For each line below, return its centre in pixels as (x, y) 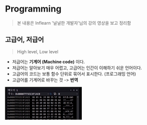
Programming (33, 9)
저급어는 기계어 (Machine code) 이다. (48, 62)
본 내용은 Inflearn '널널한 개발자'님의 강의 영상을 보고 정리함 (74, 23)
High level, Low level (37, 51)
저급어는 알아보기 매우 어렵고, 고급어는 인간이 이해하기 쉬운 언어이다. (77, 68)
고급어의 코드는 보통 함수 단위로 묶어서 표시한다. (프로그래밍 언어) (74, 74)
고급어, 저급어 (25, 40)
